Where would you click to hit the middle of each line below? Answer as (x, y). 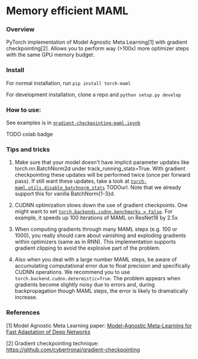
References (23, 313)
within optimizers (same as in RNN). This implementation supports (95, 242)
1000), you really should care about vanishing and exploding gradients (100, 235)
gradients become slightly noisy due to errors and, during (85, 284)
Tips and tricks (28, 149)
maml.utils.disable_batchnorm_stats (60, 188)
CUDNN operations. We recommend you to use (72, 272)
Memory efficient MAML (67, 11)
